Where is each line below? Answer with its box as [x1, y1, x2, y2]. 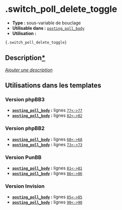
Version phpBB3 [5, 96, 45, 103]
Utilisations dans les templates [5, 81, 102, 90]
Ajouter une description [5, 67, 53, 73]
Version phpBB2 [5, 125, 45, 132]
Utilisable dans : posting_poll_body [12, 25, 85, 31]
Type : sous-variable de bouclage [12, 20, 81, 26]
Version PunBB [5, 154, 42, 160]
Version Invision [5, 182, 45, 189]
